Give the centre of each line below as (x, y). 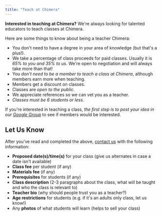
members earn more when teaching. (49, 79)
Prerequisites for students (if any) (47, 177)
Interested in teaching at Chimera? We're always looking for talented (75, 24)
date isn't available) (32, 162)
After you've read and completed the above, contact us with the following (79, 142)
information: (17, 147)
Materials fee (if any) (33, 172)
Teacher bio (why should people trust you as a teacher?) (69, 193)
